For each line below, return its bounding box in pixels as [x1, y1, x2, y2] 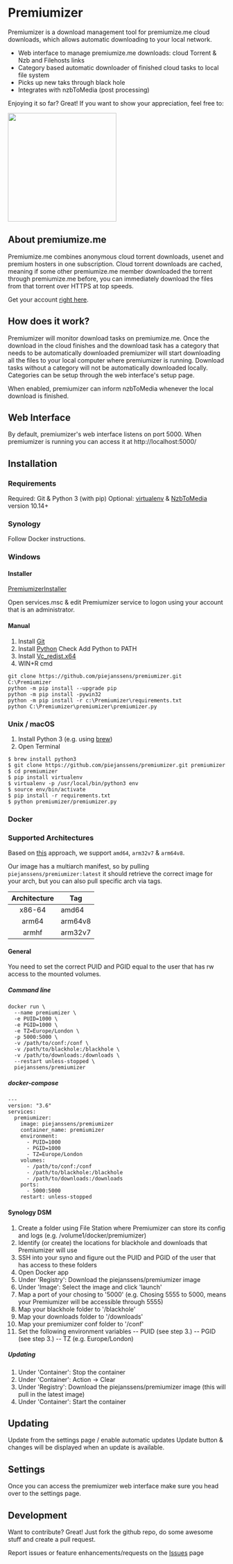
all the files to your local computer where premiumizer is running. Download [8, 356, 225, 364]
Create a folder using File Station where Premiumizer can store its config [17, 1224, 226, 1232]
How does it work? [8, 315, 90, 327]
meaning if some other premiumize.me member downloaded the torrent [8, 267, 213, 275]
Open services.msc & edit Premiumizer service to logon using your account [8, 598, 224, 607]
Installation [8, 457, 58, 470]
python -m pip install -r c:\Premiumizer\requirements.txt [8, 697, 182, 704]
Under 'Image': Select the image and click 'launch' [17, 1283, 162, 1291]
